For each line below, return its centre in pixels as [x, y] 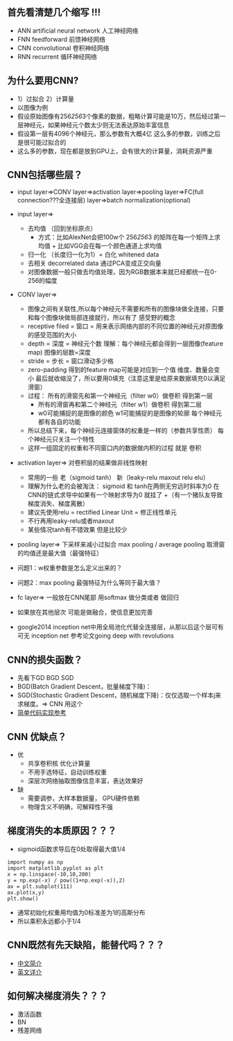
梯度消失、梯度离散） [58, 503]
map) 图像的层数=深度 [59, 353]
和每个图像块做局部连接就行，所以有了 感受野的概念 [101, 318]
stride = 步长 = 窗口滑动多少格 [71, 361]
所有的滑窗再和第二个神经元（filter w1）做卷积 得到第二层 [120, 405]
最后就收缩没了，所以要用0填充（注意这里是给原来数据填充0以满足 [131, 378]
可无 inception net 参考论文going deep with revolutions [96, 636]
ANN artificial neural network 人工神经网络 [78, 31]
